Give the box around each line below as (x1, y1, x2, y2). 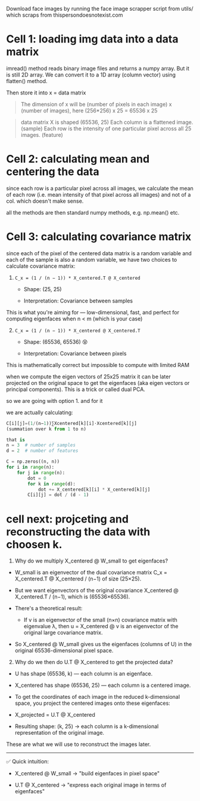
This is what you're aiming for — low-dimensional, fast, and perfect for (6, 308, 180, 316)
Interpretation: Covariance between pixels (23, 350, 127, 357)
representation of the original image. (14, 729, 105, 736)
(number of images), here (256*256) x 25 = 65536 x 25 (20, 107, 158, 114)
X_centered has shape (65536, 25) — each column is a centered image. (14, 681, 191, 689)
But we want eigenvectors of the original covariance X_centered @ (14, 587, 179, 594)
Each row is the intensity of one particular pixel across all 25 (43, 125, 192, 132)
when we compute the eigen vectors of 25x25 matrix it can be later (6, 373, 171, 380)
